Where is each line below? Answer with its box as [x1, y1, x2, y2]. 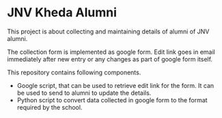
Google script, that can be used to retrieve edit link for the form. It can [16, 81, 214, 89]
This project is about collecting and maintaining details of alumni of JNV [7, 27, 210, 35]
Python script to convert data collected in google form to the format [16, 95, 208, 104]
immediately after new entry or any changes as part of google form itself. [7, 55, 213, 63]
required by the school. [16, 103, 83, 111]
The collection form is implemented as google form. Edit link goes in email [7, 48, 215, 56]
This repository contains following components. [7, 68, 141, 76]
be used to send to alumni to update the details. [16, 89, 152, 97]
